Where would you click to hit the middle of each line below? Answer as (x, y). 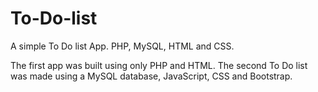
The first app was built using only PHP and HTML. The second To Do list (159, 65)
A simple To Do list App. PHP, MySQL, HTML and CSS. (122, 46)
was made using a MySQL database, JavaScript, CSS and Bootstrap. (151, 76)
